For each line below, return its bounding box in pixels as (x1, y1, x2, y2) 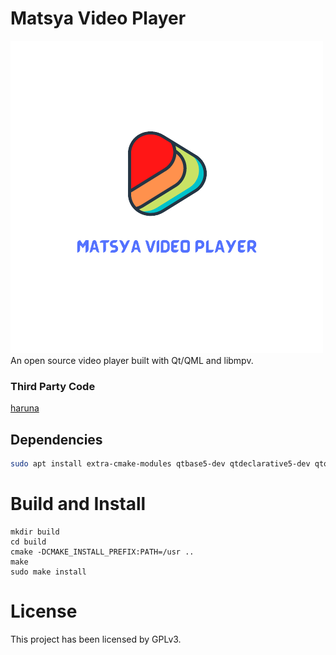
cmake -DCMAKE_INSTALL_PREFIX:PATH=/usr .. (10, 547, 195, 557)
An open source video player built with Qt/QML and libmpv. (10, 354, 254, 366)
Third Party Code (10, 379, 96, 393)
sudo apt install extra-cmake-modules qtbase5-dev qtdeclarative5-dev (10, 459, 311, 469)
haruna (10, 402, 40, 414)
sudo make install (10, 567, 87, 577)
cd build (10, 537, 47, 547)
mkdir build (10, 527, 60, 537)
